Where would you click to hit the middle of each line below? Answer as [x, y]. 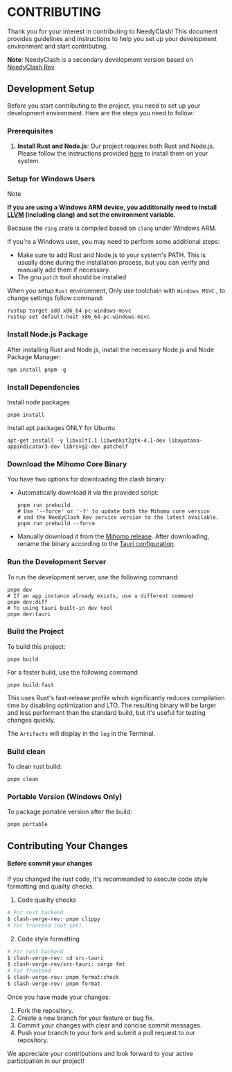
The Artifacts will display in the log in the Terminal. [81, 733]
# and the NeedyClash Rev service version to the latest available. [118, 518]
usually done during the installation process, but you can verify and [113, 263]
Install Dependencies [44, 387]
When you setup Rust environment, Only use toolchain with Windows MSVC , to [116, 291]
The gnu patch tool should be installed [72, 277]
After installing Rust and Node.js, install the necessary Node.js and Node [111, 349]
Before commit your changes [50, 864]
